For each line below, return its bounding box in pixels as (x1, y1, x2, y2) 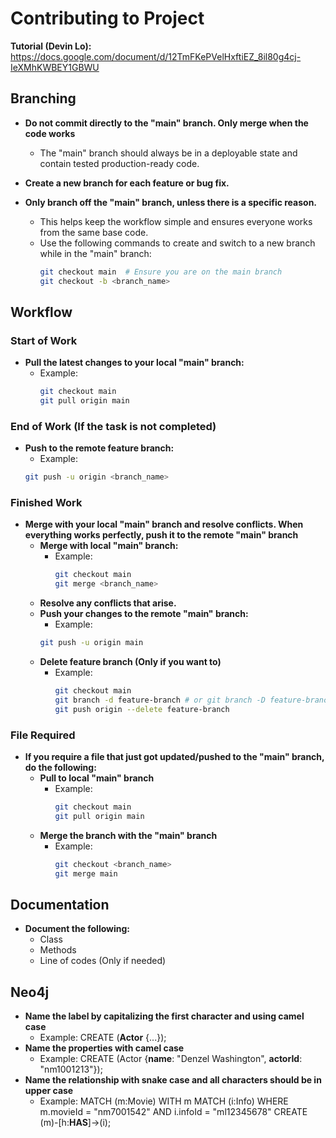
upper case (24, 1085, 74, 1097)
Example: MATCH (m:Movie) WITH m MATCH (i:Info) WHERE (39, 1095, 289, 1107)
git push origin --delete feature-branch (54, 704, 230, 714)
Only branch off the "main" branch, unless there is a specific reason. (24, 196, 318, 208)
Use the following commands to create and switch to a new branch (39, 237, 316, 249)
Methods (39, 944, 77, 956)
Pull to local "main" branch (39, 772, 155, 784)
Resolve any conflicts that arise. (39, 597, 177, 609)
